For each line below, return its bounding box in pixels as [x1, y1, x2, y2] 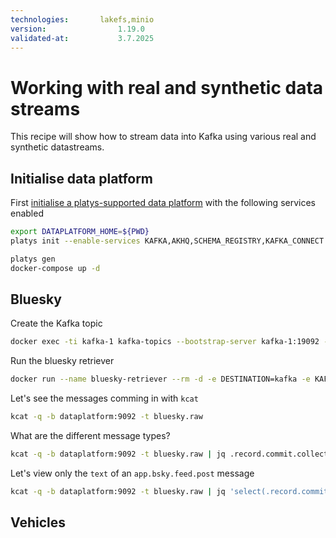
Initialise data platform [10, 170, 154, 187]
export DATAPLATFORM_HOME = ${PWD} [10, 227, 150, 237]
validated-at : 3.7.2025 [10, 33, 155, 43]
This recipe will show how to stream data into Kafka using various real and [10, 131, 317, 143]
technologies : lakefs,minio [10, 14, 155, 25]
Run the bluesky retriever [10, 355, 115, 367]
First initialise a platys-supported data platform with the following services [10, 197, 316, 209]
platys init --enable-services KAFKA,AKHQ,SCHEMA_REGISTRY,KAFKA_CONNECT [10, 236, 325, 246]
